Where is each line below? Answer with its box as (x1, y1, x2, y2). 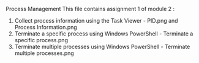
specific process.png (14, 37, 69, 43)
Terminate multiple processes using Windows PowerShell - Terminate (14, 43, 190, 50)
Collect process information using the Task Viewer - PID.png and (14, 17, 178, 24)
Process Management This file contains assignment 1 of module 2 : (6, 6, 175, 12)
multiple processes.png (14, 50, 74, 57)
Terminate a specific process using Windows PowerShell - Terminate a (14, 30, 193, 37)
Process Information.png (14, 24, 77, 31)
